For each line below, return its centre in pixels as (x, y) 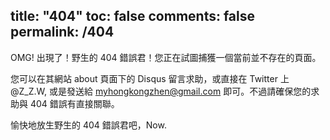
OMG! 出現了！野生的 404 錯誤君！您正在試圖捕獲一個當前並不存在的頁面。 (166, 57)
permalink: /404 (62, 32)
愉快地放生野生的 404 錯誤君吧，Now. (88, 125)
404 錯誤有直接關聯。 (74, 103)
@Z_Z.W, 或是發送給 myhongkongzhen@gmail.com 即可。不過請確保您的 (161, 91)
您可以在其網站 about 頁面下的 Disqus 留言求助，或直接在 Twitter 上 (150, 78)
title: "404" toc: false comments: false (133, 16)
